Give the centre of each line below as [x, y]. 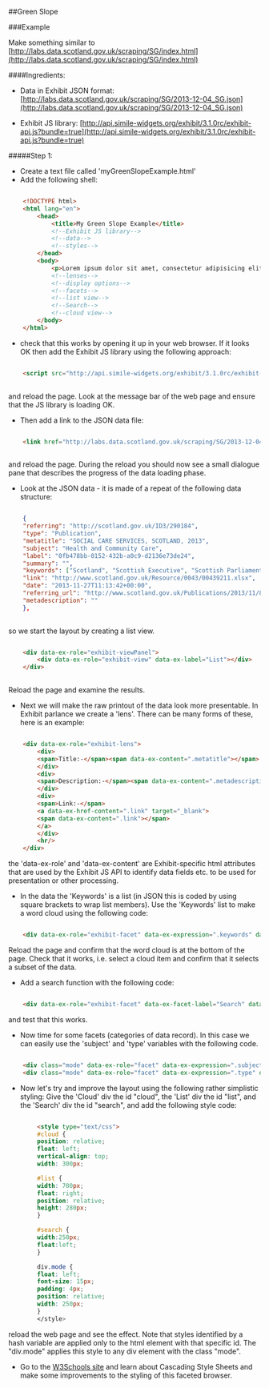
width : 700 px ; [60, 1185]
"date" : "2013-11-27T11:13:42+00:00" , [87, 586]
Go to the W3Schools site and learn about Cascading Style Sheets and [136, 1366]
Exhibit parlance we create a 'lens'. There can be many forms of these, [137, 714]
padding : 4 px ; [60, 1289]
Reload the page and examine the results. [77, 690]
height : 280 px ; [62, 1208]
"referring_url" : [52, 593]
